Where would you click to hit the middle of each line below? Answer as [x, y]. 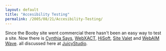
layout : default [22, 10]
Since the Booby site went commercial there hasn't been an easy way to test [83, 33]
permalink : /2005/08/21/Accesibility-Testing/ [54, 19]
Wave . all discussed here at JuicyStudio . [46, 44]
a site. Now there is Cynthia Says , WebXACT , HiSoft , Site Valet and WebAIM [82, 38]
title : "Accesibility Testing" [37, 14]
